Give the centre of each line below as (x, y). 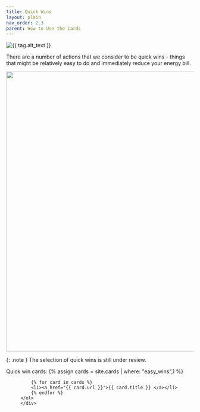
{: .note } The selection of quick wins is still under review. (76, 360)
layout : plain (24, 17)
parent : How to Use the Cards (44, 28)
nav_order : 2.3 (25, 23)
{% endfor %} (47, 393)
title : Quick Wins (29, 12)
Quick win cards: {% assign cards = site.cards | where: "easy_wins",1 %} (95, 371)
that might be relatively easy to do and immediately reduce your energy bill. (99, 63)
